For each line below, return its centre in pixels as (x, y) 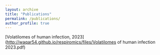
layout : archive (22, 9)
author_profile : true (27, 23)
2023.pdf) (15, 47)
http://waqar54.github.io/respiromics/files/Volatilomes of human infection (81, 42)
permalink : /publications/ (33, 18)
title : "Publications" (28, 14)
